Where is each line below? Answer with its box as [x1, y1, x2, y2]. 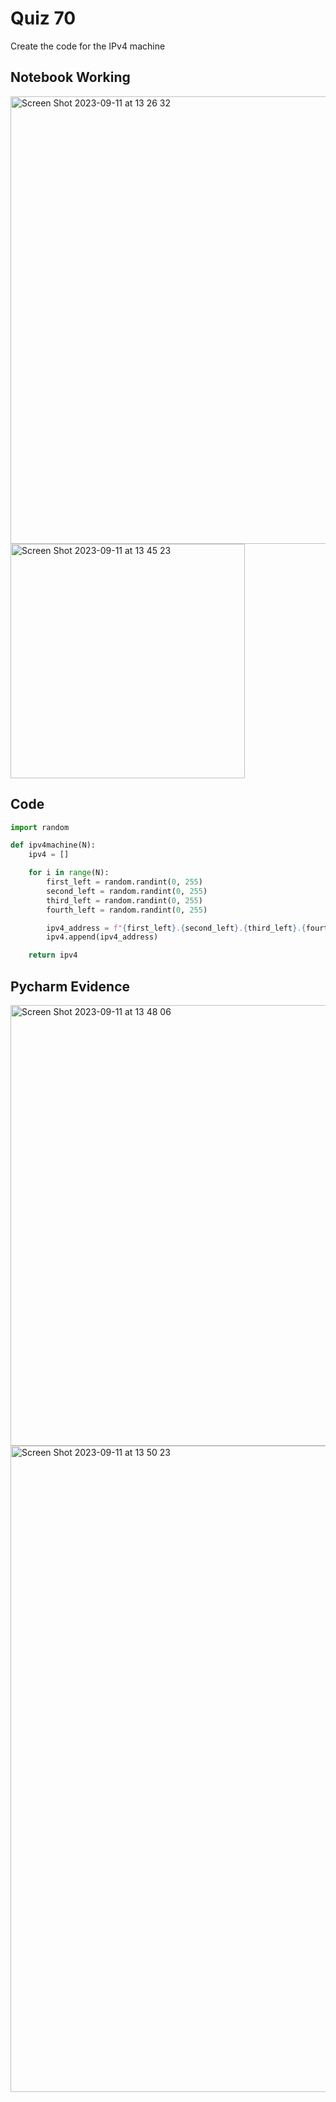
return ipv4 [28, 950, 78, 961]
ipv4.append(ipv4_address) [46, 932, 159, 942]
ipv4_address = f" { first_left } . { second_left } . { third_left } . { [46, 923, 307, 933]
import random [10, 822, 70, 832]
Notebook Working [10, 69, 131, 86]
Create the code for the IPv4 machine [10, 40, 166, 52]
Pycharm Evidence [10, 978, 131, 995]
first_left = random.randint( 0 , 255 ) [46, 877, 203, 887]
